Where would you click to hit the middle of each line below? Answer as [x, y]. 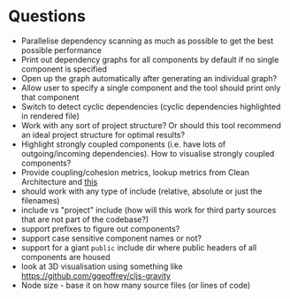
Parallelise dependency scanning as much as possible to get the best [147, 41]
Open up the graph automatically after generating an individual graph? [149, 78]
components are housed [65, 257]
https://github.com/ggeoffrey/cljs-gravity [96, 275]
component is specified [64, 69]
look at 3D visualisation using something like [102, 266]
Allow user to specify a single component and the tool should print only [151, 88]
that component [50, 97]
